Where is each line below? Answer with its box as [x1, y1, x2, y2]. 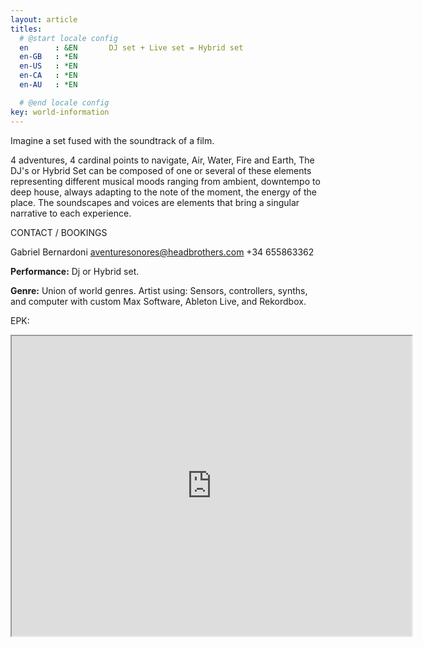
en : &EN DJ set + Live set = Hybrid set [19, 42, 244, 53]
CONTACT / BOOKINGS [10, 226, 108, 238]
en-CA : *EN [19, 71, 78, 81]
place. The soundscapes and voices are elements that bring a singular [10, 196, 300, 208]
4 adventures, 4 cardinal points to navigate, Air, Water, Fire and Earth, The [10, 154, 315, 166]
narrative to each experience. [10, 207, 132, 219]
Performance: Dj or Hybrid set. [10, 265, 140, 277]
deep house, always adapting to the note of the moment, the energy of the [10, 186, 317, 198]
